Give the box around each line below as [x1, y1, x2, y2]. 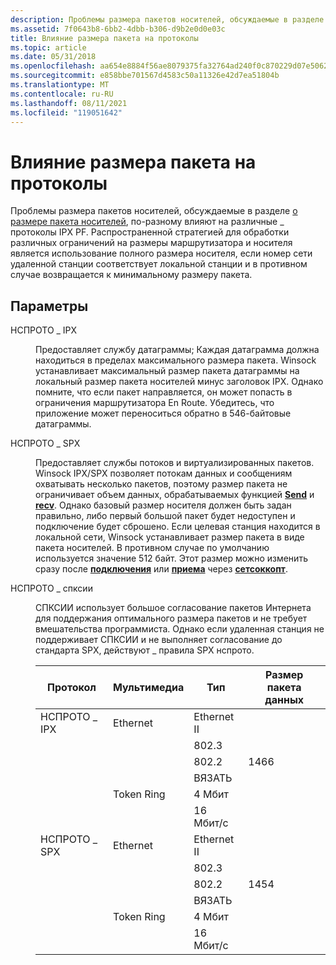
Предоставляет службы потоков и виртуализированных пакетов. [35, 457, 315, 469]
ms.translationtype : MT [10, 80, 110, 90]
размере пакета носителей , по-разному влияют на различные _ [10, 216, 285, 228]
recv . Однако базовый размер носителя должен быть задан [35, 499, 292, 511]
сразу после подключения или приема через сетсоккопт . [35, 563, 288, 575]
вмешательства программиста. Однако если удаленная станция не [35, 623, 325, 635]
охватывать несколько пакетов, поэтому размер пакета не [35, 478, 288, 490]
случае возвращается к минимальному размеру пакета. [10, 269, 253, 281]
